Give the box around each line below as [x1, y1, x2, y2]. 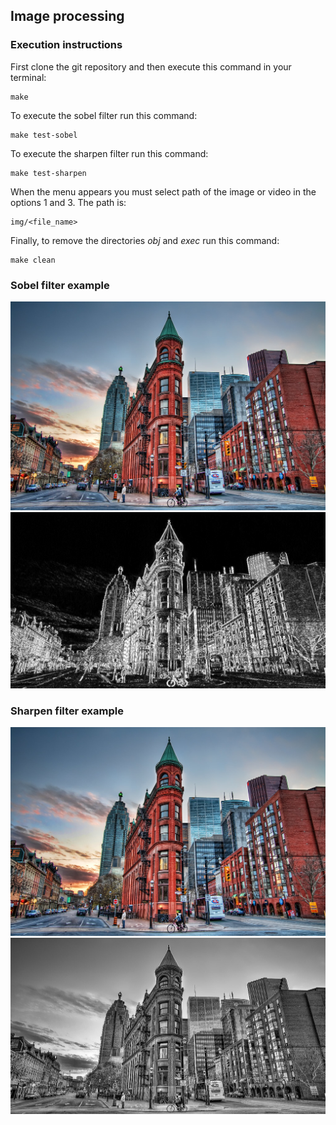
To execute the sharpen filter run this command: [10, 147, 209, 159]
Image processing [10, 8, 125, 25]
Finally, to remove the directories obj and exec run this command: [10, 234, 280, 246]
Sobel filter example [10, 278, 110, 292]
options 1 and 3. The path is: [10, 196, 127, 208]
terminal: [10, 71, 47, 83]
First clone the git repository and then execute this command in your [10, 60, 292, 73]
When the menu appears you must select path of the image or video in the [10, 185, 317, 198]
